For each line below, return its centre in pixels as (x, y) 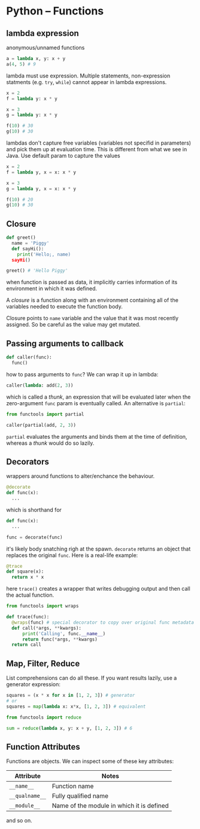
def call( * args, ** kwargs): (47, 628)
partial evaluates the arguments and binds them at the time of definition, (97, 436)
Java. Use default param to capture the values (63, 155)
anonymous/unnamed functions (46, 47)
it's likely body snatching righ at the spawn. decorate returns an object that (99, 549)
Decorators (28, 461)
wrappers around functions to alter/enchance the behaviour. (81, 476)
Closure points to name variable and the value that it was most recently (92, 318)
